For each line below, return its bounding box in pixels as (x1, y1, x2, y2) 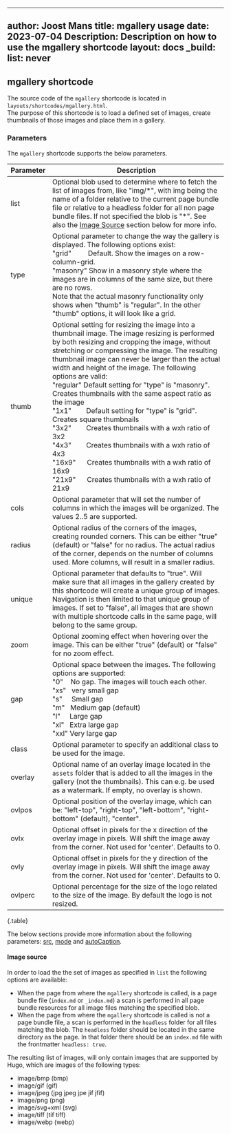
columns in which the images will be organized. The (52, 503, 219, 513)
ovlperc (10, 890, 36, 900)
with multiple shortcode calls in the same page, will (52, 611, 217, 621)
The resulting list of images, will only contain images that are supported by (7, 1053, 219, 1061)
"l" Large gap (52, 711, 103, 721)
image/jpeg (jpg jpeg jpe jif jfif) (16, 1088, 105, 1097)
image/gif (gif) (16, 1081, 58, 1090)
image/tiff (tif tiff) (16, 1110, 66, 1119)
